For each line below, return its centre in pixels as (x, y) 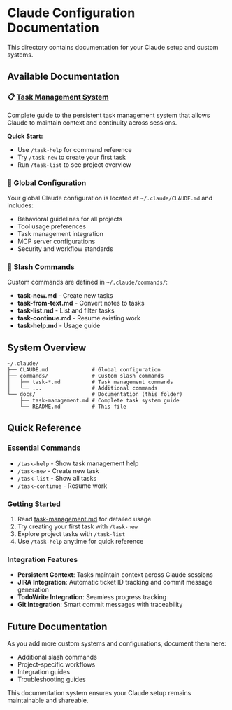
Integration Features (43, 559)
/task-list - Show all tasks (57, 478)
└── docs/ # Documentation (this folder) (95, 395)
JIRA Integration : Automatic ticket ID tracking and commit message (115, 582)
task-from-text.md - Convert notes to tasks (81, 303)
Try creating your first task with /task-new (78, 526)
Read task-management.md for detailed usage (84, 519)
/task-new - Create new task (58, 470)
